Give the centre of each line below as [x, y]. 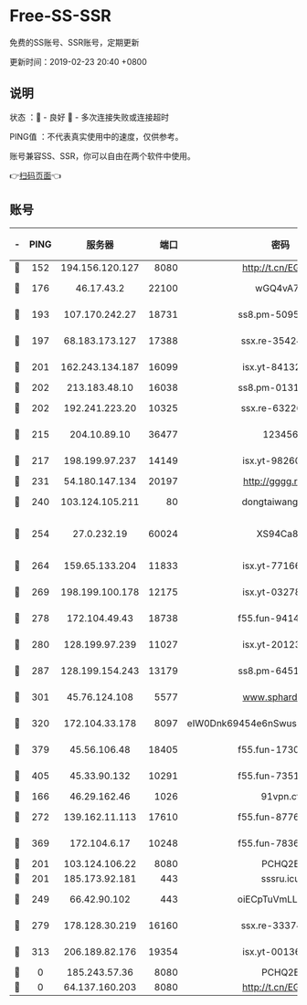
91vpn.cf [281, 796]
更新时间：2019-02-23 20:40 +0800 [79, 61]
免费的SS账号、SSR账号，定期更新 [74, 42]
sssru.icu [281, 878]
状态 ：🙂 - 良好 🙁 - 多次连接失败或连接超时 [89, 117]
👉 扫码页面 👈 [36, 175]
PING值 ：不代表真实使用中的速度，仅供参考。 [96, 136]
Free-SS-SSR [60, 16]
